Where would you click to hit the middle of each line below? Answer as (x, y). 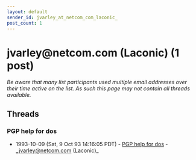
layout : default (27, 12)
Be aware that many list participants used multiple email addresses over (97, 82)
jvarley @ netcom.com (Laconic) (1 (93, 53)
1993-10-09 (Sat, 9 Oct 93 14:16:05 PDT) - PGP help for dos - (92, 144)
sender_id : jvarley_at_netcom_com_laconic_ (62, 17)
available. (19, 95)
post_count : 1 (25, 23)
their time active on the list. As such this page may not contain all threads (99, 88)
